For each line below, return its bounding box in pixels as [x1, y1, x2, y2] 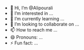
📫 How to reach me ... [10, 27, 58, 33]
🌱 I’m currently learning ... [10, 16, 65, 21]
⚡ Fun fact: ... [10, 40, 38, 46]
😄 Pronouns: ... [10, 34, 43, 40]
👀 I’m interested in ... [10, 10, 53, 16]
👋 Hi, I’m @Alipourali [10, 5, 53, 11]
